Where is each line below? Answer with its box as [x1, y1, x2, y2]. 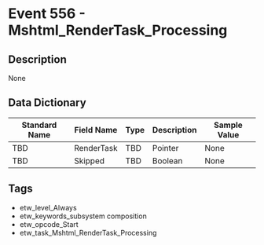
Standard [21, 119, 57, 130]
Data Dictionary [8, 96, 86, 110]
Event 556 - [8, 5, 86, 23]
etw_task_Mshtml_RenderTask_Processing [19, 228, 157, 237]
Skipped [74, 155, 104, 166]
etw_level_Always [19, 203, 77, 212]
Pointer [152, 142, 179, 153]
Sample [213, 119, 244, 130]
